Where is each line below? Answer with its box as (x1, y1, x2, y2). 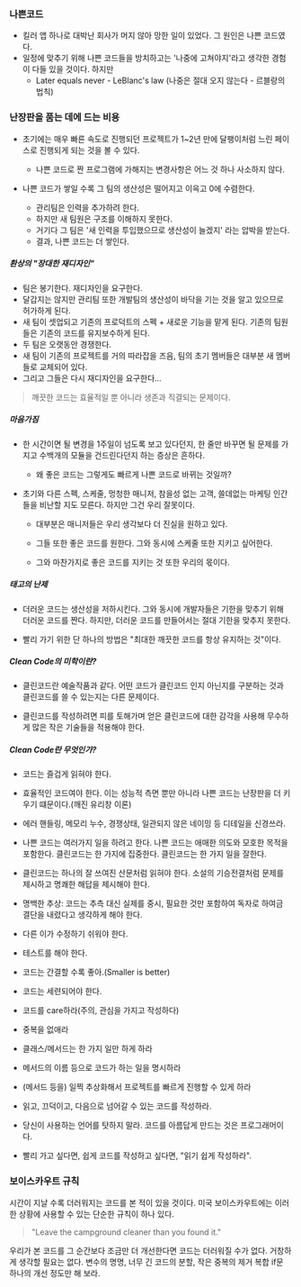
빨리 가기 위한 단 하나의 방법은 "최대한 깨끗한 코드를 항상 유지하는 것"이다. (22, 633, 281, 645)
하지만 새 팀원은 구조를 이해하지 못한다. (35, 213, 173, 224)
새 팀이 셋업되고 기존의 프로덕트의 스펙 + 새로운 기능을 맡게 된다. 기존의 (22, 316, 272, 327)
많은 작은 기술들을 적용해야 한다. (31, 722, 146, 733)
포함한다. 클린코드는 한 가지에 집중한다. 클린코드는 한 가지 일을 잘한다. (22, 848, 267, 859)
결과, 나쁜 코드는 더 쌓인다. (35, 236, 130, 247)
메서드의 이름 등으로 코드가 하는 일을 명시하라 (22, 1063, 181, 1074)
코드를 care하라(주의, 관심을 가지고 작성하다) (22, 1005, 180, 1016)
